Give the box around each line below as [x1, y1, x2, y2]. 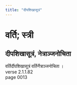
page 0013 [5, 74, 28, 80]
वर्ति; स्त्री [5, 29, 34, 40]
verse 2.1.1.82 [5, 69, 33, 75]
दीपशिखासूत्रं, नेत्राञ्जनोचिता [5, 50, 71, 58]
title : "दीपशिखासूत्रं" [5, 7, 43, 13]
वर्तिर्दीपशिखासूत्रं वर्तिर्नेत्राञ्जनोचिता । [5, 63, 64, 69]
